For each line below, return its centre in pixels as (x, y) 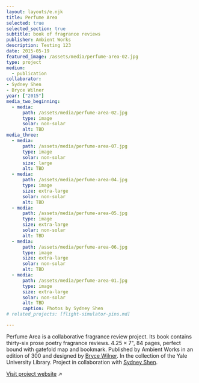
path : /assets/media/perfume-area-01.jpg (75, 281)
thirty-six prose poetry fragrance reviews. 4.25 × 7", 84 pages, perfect (94, 343)
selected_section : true (36, 29)
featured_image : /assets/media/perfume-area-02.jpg (72, 57)
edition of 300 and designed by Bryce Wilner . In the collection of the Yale (97, 355)
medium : (16, 68)
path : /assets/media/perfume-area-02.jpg (75, 113)
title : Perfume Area (32, 17)
